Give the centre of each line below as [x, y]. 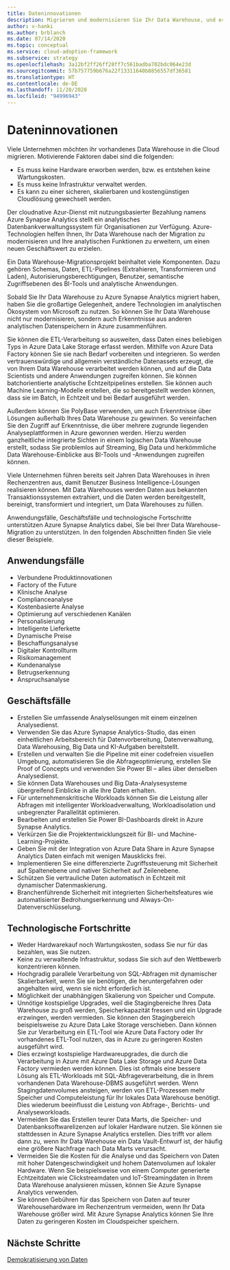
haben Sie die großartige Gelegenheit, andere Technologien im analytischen [114, 304]
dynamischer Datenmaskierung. [62, 885]
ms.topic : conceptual [38, 45]
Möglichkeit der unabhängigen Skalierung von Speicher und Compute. [116, 996]
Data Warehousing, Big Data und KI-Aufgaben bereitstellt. [98, 746]
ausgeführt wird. [40, 1047]
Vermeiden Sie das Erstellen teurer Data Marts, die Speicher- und [109, 1120]
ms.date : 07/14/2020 [37, 39]
